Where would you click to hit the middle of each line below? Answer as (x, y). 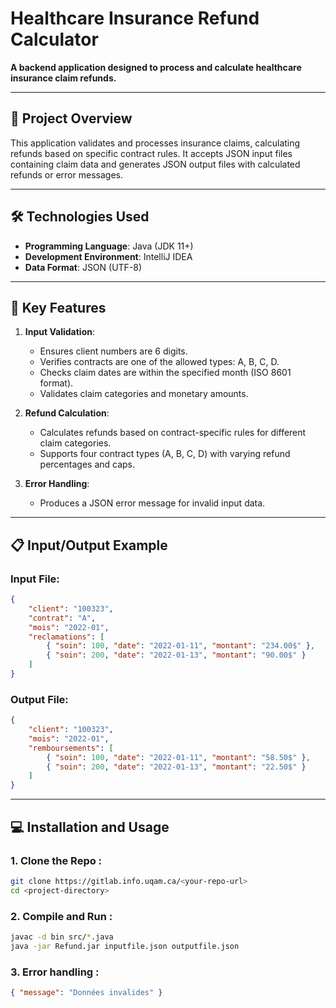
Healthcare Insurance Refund (135, 18)
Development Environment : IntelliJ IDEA (108, 256)
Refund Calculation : (67, 413)
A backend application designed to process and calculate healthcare (156, 67)
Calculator (54, 39)
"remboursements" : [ (71, 748)
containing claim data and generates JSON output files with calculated (155, 164)
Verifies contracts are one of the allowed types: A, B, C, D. (159, 362)
